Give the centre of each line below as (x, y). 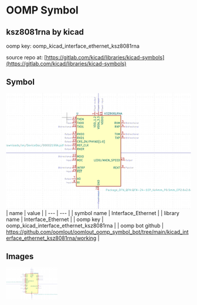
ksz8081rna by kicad (45, 32)
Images (20, 257)
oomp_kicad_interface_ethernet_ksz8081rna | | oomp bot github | (85, 225)
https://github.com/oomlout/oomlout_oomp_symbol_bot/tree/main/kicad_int (97, 232)
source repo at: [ (26, 57)
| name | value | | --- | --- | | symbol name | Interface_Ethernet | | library (93, 213)
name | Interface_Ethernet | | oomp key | (55, 219)
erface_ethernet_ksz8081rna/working (51, 238)
